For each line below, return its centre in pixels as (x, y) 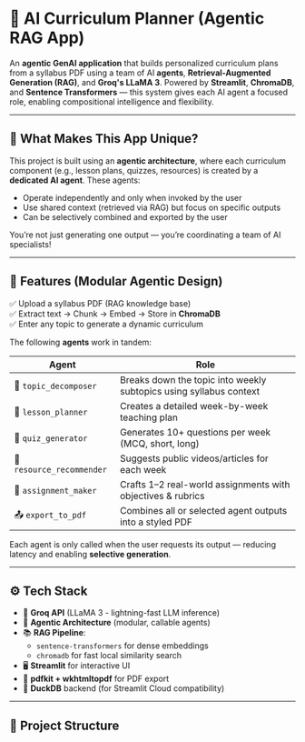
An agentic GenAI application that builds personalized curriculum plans (144, 63)
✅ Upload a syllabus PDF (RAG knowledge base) (100, 303)
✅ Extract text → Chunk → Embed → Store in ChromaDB (115, 314)
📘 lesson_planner (51, 411)
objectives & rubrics (162, 496)
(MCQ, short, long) (159, 443)
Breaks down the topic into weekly (193, 379)
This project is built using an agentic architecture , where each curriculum (148, 160)
